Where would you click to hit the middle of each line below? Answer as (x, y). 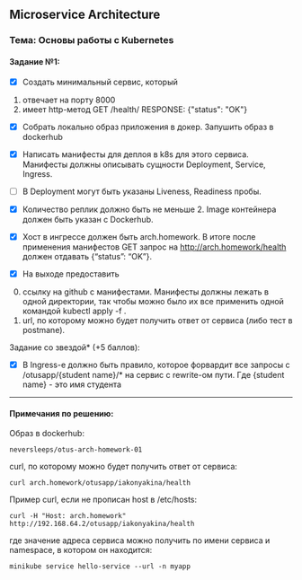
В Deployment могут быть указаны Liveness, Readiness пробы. (142, 191)
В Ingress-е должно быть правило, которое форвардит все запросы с (156, 365)
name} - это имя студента (72, 384)
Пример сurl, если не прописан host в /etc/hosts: (103, 500)
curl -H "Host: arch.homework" (68, 516)
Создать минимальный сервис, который (100, 82)
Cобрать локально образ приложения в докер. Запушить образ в (148, 127)
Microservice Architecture (85, 15)
